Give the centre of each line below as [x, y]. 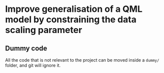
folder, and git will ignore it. [33, 65]
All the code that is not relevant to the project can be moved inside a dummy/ [82, 60]
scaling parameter [44, 30]
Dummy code [26, 48]
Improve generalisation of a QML [74, 9]
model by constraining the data [71, 19]
